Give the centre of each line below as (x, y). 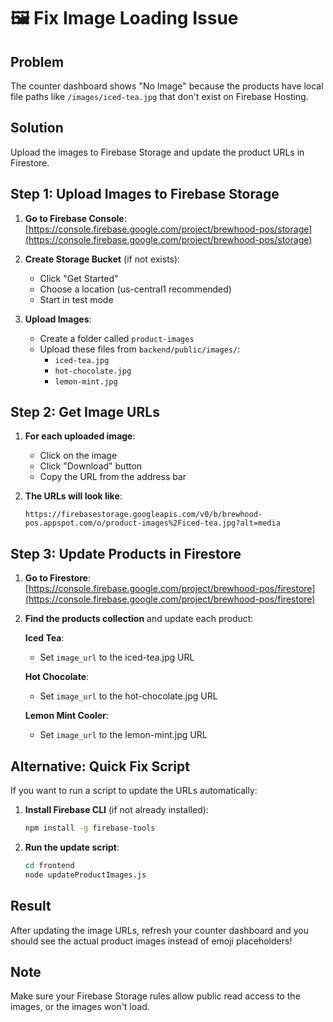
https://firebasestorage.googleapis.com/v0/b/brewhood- (143, 515)
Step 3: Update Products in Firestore (126, 553)
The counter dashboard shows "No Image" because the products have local (167, 86)
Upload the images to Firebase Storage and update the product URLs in (157, 152)
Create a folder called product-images (117, 338)
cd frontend (49, 865)
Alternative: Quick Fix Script (100, 766)
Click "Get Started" (79, 278)
